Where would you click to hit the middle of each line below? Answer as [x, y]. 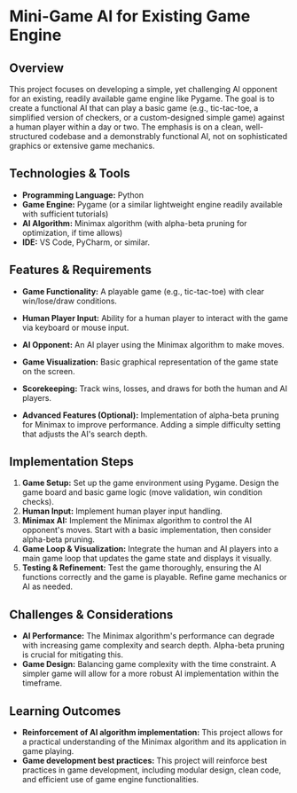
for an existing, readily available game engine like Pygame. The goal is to [142, 98]
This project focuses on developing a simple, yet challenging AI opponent [143, 89]
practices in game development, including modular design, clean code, [152, 770]
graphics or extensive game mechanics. [82, 145]
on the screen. [48, 371]
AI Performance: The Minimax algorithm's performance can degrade [148, 636]
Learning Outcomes [65, 711]
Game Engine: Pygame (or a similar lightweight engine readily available [152, 204]
